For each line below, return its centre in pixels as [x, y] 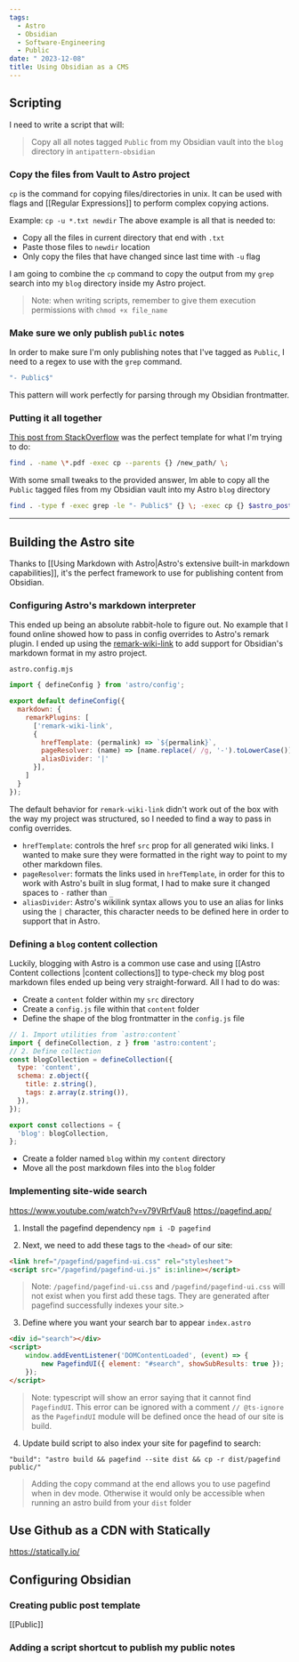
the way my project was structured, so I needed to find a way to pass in [140, 819]
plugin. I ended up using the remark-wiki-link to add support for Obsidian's [146, 644]
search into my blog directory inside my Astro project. [108, 283]
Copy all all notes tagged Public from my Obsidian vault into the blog [157, 141]
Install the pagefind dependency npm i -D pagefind [117, 1228]
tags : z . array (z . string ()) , [77, 1093]
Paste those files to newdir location [86, 246]
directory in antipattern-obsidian [93, 151]
